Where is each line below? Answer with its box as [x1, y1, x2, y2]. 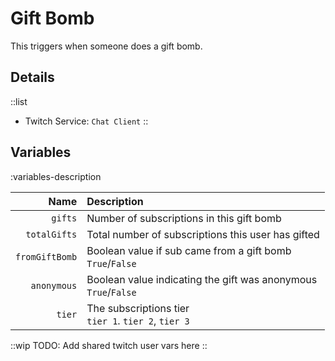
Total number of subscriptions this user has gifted [86, 227, 320, 241]
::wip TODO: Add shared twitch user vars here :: [10, 339, 208, 351]
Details [10, 69, 55, 86]
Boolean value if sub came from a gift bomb [86, 243, 292, 257]
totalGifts [25, 228, 78, 240]
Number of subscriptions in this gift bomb [86, 211, 282, 225]
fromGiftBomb [15, 251, 78, 262]
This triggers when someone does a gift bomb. [10, 40, 203, 52]
